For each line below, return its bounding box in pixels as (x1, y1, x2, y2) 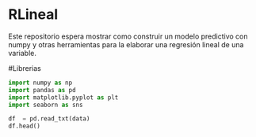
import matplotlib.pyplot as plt (8, 93, 119, 102)
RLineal (8, 6, 59, 24)
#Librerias (8, 63, 41, 72)
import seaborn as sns (8, 101, 83, 109)
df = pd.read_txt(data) (8, 115, 90, 123)
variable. (8, 48, 37, 57)
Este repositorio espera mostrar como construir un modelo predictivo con (8, 31, 248, 41)
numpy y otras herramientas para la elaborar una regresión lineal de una (8, 39, 244, 49)
